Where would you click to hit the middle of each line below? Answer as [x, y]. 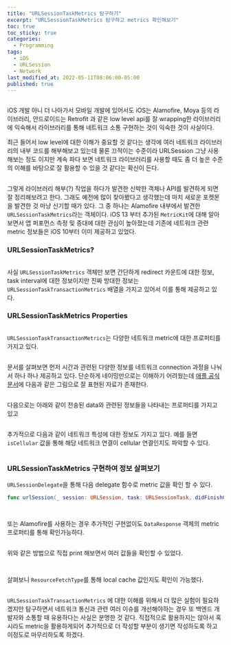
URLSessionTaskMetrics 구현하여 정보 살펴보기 [84, 468]
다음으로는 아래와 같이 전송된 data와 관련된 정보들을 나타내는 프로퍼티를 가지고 [112, 405]
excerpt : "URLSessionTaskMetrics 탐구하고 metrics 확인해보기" [93, 20]
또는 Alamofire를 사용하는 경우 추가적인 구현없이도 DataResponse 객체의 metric [113, 524]
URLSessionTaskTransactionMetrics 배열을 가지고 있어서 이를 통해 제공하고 [109, 289]
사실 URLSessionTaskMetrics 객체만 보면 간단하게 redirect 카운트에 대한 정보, [111, 272]
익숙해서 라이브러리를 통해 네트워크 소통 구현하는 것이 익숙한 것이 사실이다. [114, 127]
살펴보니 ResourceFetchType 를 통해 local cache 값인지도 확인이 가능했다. [106, 580]
